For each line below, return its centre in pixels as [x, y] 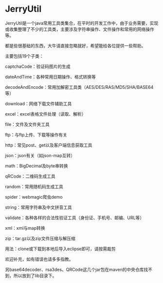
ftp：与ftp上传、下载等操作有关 [36, 135]
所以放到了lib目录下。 [35, 275]
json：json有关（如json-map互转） [40, 155]
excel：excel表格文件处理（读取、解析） [45, 114]
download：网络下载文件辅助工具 [38, 103]
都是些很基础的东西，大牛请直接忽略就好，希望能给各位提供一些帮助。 [75, 45]
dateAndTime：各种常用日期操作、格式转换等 [50, 77]
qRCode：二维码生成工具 [30, 176]
